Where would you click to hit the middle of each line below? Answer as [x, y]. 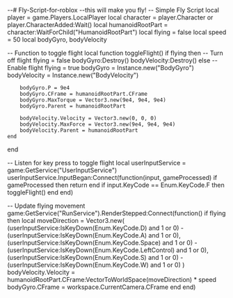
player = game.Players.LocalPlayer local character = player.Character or [110, 17]
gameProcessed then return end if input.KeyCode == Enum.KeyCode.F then [116, 185]
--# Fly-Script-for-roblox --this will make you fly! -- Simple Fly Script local [113, 10]
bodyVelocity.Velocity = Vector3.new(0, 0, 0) [88, 118]
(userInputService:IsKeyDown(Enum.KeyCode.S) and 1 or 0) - [95, 257]
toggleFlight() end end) [40, 192]
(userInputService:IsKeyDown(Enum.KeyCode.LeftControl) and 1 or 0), [108, 250]
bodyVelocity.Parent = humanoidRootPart [79, 131]
